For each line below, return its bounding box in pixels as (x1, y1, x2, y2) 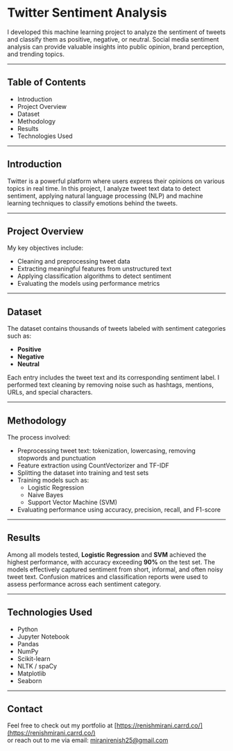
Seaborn (17, 676, 42, 684)
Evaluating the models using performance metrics (17, 279, 160, 288)
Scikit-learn (17, 654, 51, 663)
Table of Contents (7, 76, 87, 88)
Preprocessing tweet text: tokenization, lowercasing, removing (17, 447, 196, 455)
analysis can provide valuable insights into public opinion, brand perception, (7, 42, 225, 51)
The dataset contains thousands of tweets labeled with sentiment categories (7, 325, 226, 333)
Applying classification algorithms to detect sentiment (17, 272, 171, 280)
